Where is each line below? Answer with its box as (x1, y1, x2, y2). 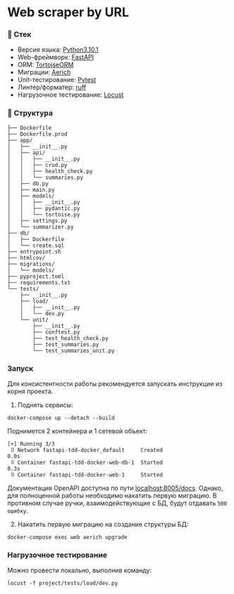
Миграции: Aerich (17, 68, 71, 76)
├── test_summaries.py (32, 341, 99, 348)
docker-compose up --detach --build (7, 414, 115, 421)
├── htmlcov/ (7, 254, 46, 262)
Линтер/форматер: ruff (17, 83, 87, 92)
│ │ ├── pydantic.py (7, 204, 80, 212)
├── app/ (7, 136, 33, 144)
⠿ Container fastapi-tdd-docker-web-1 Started (10, 472, 164, 479)
